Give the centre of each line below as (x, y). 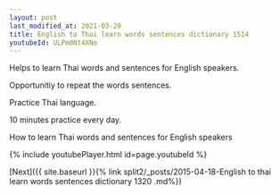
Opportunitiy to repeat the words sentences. (91, 85)
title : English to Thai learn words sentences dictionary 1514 (129, 34)
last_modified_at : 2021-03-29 (66, 26)
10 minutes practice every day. (66, 120)
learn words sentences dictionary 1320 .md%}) (96, 182)
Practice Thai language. (53, 103)
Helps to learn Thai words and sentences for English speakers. (124, 68)
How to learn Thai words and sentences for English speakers (121, 137)
